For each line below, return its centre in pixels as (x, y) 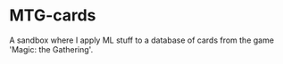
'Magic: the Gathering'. (51, 49)
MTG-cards (53, 16)
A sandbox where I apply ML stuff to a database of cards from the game (142, 40)
